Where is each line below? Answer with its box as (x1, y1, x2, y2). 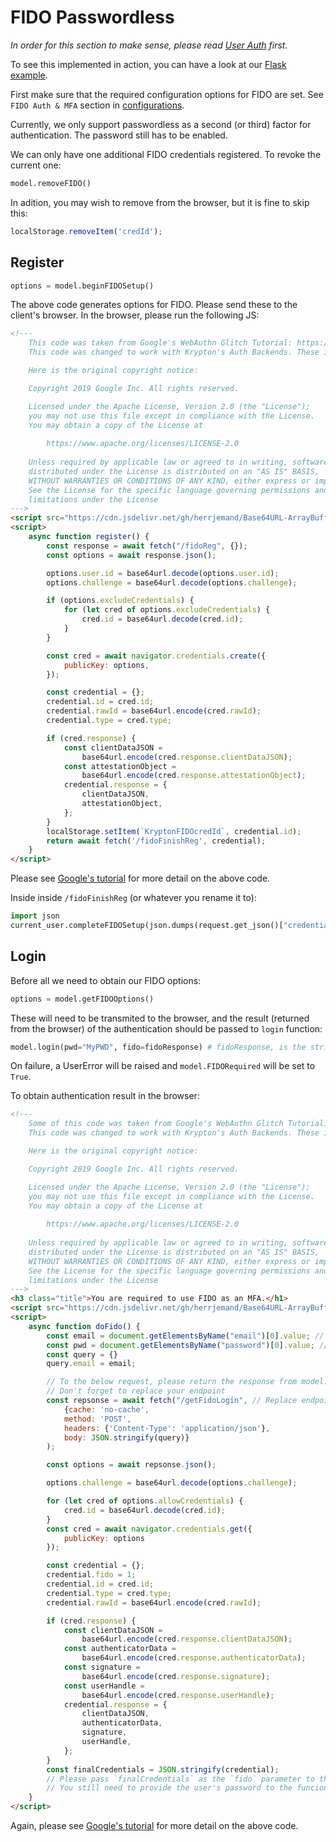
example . (10, 69, 48, 81)
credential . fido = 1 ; (46, 1570, 137, 1580)
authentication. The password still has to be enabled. (10, 129, 228, 141)
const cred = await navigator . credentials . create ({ (46, 651, 267, 661)
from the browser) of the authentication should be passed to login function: (10, 1022, 323, 1035)
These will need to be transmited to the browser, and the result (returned (10, 1012, 310, 1024)
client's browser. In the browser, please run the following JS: (10, 309, 260, 321)
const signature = (63, 1662, 141, 1673)
